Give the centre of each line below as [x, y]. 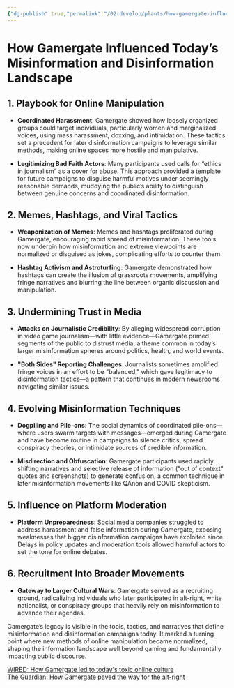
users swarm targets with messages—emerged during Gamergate [132, 433]
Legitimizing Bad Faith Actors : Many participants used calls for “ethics [119, 163]
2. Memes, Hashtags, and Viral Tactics [92, 215]
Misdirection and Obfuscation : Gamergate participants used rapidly [116, 461]
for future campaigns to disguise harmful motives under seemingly [113, 178]
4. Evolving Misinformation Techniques [94, 409]
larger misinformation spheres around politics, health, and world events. [120, 351]
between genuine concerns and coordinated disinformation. [103, 193]
